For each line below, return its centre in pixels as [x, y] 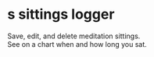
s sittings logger [61, 14]
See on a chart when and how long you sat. [77, 44]
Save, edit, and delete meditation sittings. [74, 36]
